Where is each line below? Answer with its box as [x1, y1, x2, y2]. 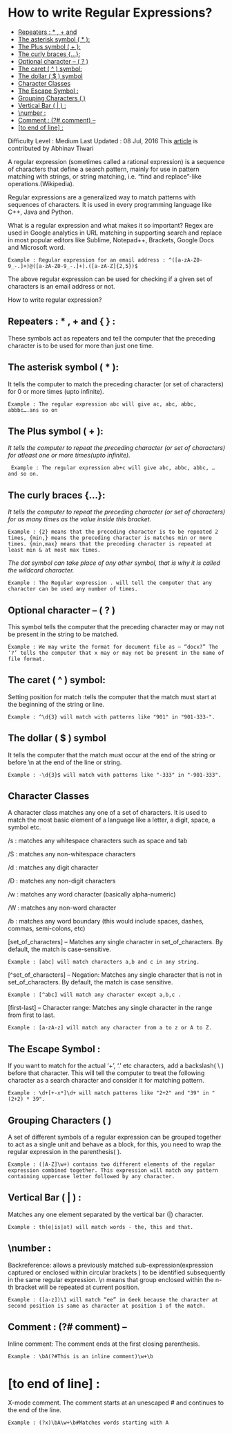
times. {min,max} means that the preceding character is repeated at [8, 541, 213, 548]
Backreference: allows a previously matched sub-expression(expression [8, 1261, 213, 1269]
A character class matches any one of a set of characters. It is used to [8, 809, 208, 817]
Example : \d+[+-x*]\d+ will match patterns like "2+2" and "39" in [8, 1090, 209, 1097]
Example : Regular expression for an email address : [8, 256, 166, 264]
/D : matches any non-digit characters [8, 877, 116, 885]
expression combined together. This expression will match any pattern [8, 1167, 218, 1174]
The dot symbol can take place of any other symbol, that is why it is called [8, 559, 220, 567]
